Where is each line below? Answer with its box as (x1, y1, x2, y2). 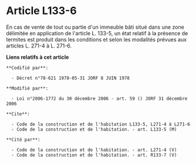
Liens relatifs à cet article (6, 53, 69, 60)
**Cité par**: (6, 137, 41, 142)
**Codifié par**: (6, 64, 49, 71)
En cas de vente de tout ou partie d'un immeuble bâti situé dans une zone (6, 23, 185, 30)
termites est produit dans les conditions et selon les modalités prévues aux (6, 36, 187, 43)
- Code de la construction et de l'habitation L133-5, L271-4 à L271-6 (11, 121, 191, 127)
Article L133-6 (6, 4, 77, 18)
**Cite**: (6, 111, 31, 117)
